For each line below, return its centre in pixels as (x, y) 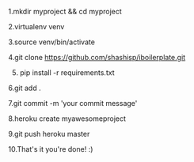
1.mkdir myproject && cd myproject (65, 11)
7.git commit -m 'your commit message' (73, 103)
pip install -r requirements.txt (67, 73)
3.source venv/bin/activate (51, 42)
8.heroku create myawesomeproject (67, 119)
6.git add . (25, 88)
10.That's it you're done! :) (51, 149)
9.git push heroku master (49, 134)
